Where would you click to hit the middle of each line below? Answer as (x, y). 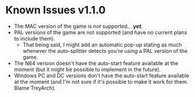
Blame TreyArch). (35, 88)
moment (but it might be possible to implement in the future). (87, 69)
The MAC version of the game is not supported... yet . (78, 26)
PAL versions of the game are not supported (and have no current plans (100, 32)
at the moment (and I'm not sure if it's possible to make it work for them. (101, 81)
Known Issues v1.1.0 (56, 10)
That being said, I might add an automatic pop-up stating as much (102, 45)
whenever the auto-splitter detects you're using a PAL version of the (105, 51)
